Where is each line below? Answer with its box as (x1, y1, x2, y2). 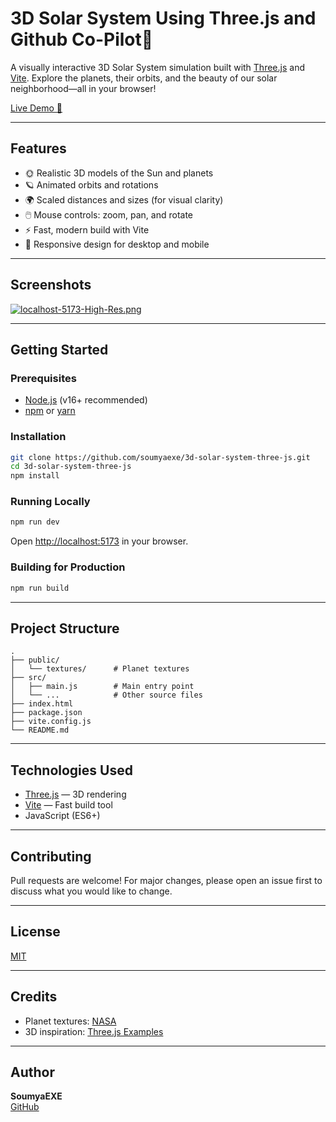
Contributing (10, 848, 92, 865)
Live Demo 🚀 (10, 102, 63, 114)
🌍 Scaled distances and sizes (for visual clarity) (24, 193, 224, 206)
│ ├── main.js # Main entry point (10, 682, 195, 692)
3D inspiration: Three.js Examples (24, 1025, 164, 1037)
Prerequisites (10, 371, 77, 385)
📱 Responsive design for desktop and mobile (24, 238, 210, 250)
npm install (10, 471, 60, 481)
